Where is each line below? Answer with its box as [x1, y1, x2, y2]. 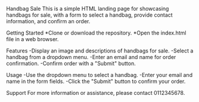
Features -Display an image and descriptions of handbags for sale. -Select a [6, 47, 194, 54]
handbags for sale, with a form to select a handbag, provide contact [6, 11, 173, 18]
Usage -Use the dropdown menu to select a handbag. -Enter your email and [6, 72, 192, 78]
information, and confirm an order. [6, 18, 91, 24]
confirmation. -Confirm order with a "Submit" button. [6, 60, 136, 67]
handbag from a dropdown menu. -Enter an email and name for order [6, 54, 176, 60]
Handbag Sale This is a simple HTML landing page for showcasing [6, 5, 169, 12]
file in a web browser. [6, 36, 59, 42]
